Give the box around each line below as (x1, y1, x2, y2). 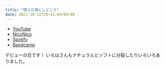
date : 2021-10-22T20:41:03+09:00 (5, 12, 75, 17)
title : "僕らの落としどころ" (5, 7, 59, 12)
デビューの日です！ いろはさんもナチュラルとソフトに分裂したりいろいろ (5, 52, 156, 58)
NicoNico (12, 31, 32, 37)
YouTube (12, 25, 31, 31)
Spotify (12, 36, 28, 42)
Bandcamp (12, 41, 35, 47)
